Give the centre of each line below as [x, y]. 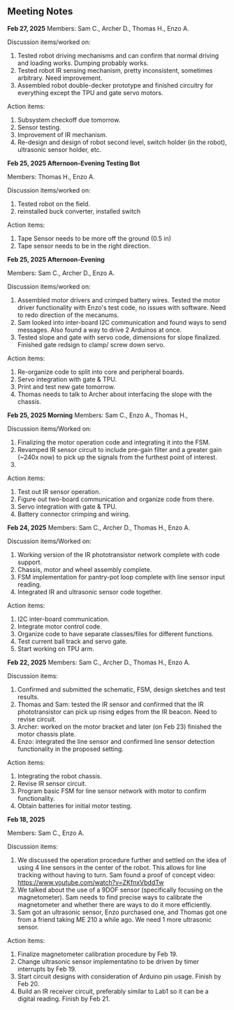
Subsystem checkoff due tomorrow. [69, 120]
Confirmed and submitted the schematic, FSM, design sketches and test [121, 689]
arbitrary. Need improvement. [60, 78]
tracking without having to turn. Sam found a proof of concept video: [116, 875]
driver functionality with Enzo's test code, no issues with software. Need [122, 307]
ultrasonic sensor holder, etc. [59, 149]
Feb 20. [28, 983]
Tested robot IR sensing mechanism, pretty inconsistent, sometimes [115, 70]
